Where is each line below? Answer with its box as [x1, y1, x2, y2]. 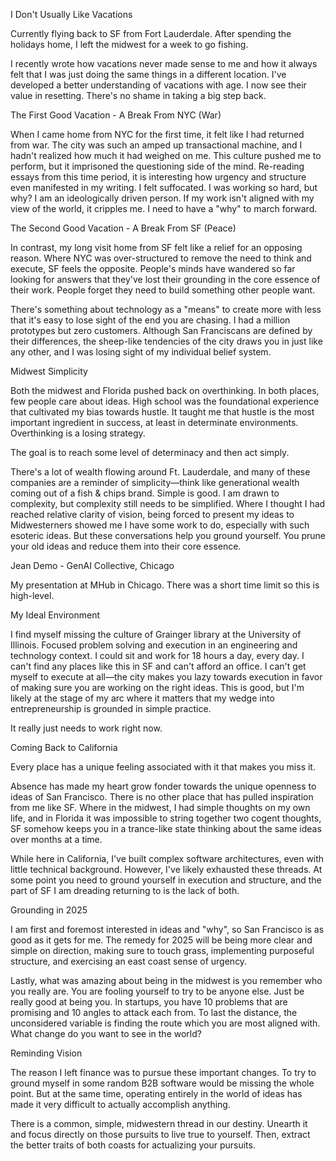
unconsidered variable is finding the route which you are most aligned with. [10, 1017, 321, 1029]
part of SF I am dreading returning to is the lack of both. [10, 885, 240, 896]
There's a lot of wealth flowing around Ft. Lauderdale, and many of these [10, 466, 311, 478]
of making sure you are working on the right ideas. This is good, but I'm [10, 682, 305, 693]
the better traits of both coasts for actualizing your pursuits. [10, 1139, 256, 1151]
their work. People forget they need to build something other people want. [10, 284, 316, 296]
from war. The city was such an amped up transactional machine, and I [10, 139, 303, 151]
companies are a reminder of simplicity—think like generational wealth [10, 477, 300, 488]
